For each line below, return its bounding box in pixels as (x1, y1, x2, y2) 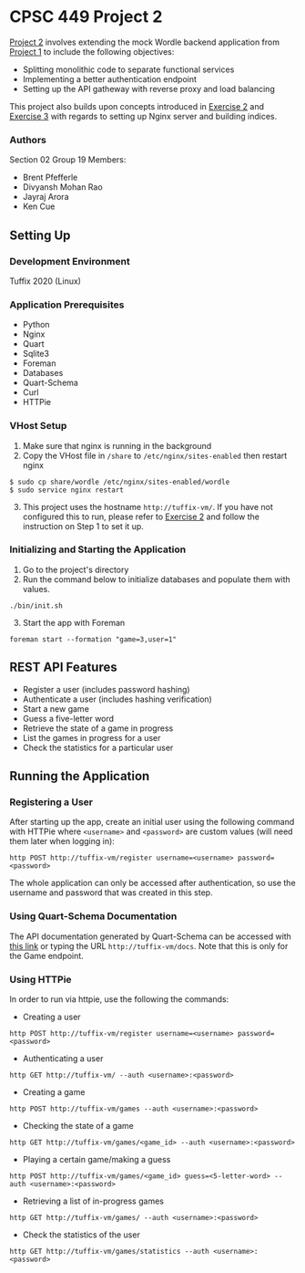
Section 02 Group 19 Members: (9, 154, 127, 165)
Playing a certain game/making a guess (22, 1153, 171, 1164)
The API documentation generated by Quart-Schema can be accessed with (9, 931, 291, 942)
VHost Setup (9, 420, 67, 433)
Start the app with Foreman (22, 617, 126, 628)
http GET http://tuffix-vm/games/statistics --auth (9, 1247, 209, 1256)
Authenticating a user (22, 1052, 104, 1064)
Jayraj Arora (22, 192, 69, 203)
